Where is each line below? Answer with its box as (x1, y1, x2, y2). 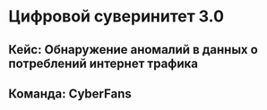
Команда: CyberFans (8, 86, 132, 101)
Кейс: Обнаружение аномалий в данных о (8, 42, 259, 57)
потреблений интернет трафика (8, 55, 199, 71)
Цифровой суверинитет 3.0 (8, 6, 225, 27)
